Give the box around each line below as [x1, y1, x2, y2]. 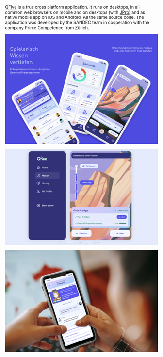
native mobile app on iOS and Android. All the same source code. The [5, 15, 144, 20]
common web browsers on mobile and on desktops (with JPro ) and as [5, 9, 146, 15]
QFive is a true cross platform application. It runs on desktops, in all [5, 4, 140, 10]
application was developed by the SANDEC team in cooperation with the [5, 19, 149, 25]
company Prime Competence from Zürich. [5, 25, 89, 31]
